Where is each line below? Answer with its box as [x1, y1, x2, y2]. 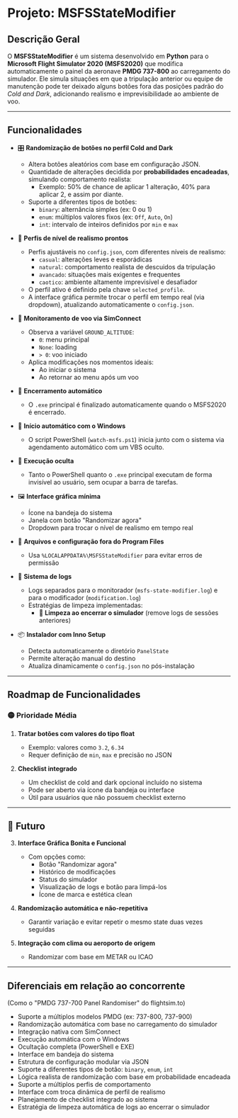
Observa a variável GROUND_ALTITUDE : [28, 327, 135, 336]
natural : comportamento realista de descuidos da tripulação [38, 262, 216, 271]
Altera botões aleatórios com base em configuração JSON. [28, 159, 200, 168]
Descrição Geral [7, 33, 80, 45]
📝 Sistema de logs [17, 572, 72, 580]
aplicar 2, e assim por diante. [38, 190, 124, 198]
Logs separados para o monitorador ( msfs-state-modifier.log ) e [28, 586, 218, 594]
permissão [28, 558, 59, 567]
